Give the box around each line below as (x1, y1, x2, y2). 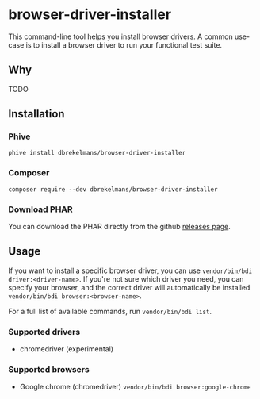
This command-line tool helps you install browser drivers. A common (8, 32, 233, 41)
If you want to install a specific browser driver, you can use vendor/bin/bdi (8, 266, 252, 275)
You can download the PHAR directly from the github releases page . (8, 222, 231, 232)
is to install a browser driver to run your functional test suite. (25, 40, 223, 49)
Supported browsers (8, 364, 90, 375)
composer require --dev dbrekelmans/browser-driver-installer (8, 185, 218, 194)
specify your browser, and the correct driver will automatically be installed (8, 282, 250, 292)
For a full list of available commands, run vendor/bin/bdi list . (8, 306, 212, 316)
